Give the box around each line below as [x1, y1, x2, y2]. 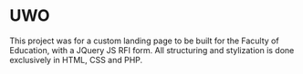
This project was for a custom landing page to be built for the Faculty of [9, 35, 280, 46]
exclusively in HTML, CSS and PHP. [9, 54, 143, 65]
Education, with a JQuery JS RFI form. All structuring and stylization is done [9, 44, 295, 55]
